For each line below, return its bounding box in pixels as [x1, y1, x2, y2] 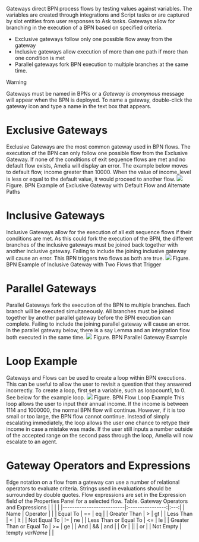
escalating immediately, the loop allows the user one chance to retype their [6, 419, 190, 426]
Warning [6, 78, 27, 86]
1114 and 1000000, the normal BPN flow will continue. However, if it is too [6, 406, 185, 414]
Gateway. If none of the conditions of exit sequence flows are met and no [6, 156, 186, 163]
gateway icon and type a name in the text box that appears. [6, 103, 151, 109]
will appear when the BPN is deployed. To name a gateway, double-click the [6, 96, 192, 103]
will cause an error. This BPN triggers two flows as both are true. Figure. [6, 254, 190, 261]
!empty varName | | [6, 529, 55, 536]
